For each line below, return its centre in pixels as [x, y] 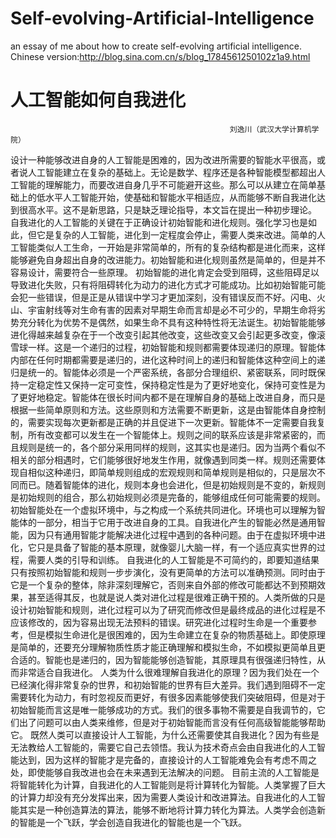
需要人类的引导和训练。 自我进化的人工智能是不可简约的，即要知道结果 [173, 559]
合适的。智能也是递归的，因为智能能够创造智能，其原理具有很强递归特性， [163, 659]
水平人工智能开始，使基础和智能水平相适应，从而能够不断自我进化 [180, 197]
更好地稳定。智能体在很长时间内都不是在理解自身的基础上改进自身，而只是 [172, 397]
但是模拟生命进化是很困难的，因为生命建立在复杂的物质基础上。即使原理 [176, 634]
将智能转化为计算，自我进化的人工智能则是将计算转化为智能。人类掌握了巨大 [168, 784]
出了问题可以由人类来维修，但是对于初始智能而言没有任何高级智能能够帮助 [172, 722]
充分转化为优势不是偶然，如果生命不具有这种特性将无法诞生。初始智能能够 [172, 322]
